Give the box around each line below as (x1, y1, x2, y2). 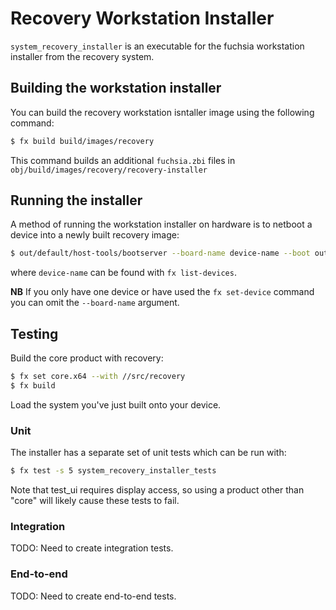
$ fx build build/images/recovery (10, 136, 155, 146)
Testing (10, 325, 59, 342)
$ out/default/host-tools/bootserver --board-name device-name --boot (10, 248, 311, 259)
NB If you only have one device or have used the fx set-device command (10, 286, 315, 298)
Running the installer (10, 192, 143, 209)
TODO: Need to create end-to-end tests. (10, 590, 177, 602)
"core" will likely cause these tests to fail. (10, 495, 180, 507)
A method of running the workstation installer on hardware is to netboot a (10, 218, 313, 231)
